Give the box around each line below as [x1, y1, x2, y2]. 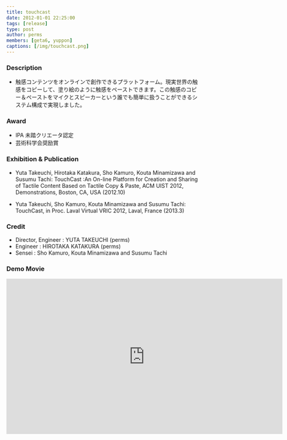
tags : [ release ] [6, 20, 48, 26]
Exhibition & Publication [6, 155, 79, 163]
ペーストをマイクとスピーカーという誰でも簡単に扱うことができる [26, 93, 193, 101]
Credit [6, 222, 26, 231]
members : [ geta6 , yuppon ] [6, 37, 72, 44]
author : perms [6, 32, 43, 38]
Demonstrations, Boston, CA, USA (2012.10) [15, 188, 126, 196]
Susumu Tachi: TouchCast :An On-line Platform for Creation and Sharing [15, 176, 198, 183]
